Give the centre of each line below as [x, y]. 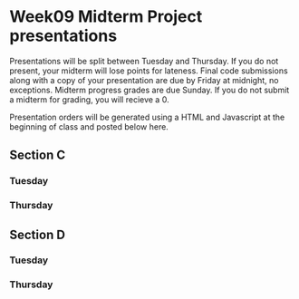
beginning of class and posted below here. [89, 126]
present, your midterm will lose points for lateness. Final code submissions [149, 71]
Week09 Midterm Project [106, 17]
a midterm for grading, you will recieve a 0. [89, 99]
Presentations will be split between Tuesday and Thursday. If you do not [144, 61]
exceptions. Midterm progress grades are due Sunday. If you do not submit [149, 90]
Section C [38, 155]
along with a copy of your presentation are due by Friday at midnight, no [144, 80]
